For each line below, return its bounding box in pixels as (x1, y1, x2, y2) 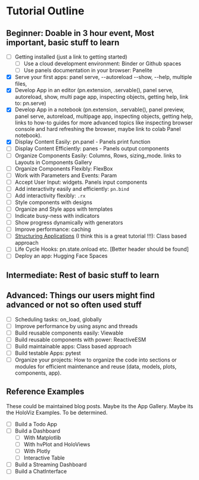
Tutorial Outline (6, 4, 85, 18)
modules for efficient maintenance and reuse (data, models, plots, (14, 363, 177, 370)
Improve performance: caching (14, 226, 91, 233)
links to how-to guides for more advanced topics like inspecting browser (14, 119, 193, 126)
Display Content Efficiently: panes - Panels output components (14, 145, 170, 152)
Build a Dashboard (14, 427, 61, 435)
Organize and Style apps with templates (14, 205, 113, 212)
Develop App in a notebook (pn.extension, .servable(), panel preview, (14, 106, 185, 113)
